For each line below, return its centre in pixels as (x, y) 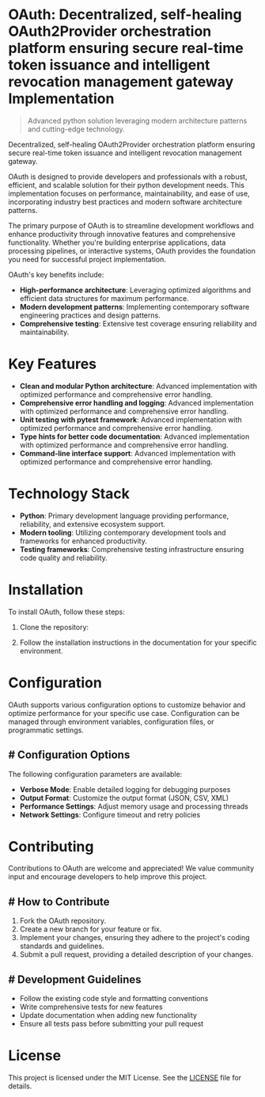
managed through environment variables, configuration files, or (112, 722)
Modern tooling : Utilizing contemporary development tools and (123, 532)
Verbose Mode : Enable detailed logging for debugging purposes (125, 789)
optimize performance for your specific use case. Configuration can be (124, 713)
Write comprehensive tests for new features (91, 1007)
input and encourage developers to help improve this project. (108, 877)
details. (20, 1086)
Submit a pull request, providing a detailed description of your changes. (136, 954)
